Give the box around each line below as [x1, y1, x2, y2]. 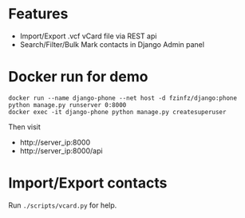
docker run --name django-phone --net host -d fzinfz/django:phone [8, 93, 238, 102]
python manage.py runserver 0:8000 [8, 101, 127, 109]
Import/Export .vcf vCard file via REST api [19, 31, 157, 41]
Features [8, 5, 69, 23]
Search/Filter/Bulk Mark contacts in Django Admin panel [19, 39, 205, 49]
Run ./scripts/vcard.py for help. [8, 200, 117, 210]
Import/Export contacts [8, 174, 168, 192]
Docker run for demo [8, 68, 148, 86]
